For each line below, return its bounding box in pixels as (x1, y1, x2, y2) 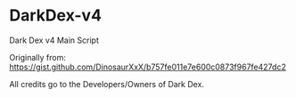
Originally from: (9, 52, 67, 62)
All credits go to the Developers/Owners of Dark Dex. (9, 78, 205, 89)
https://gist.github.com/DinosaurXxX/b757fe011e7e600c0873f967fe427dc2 (9, 61, 287, 72)
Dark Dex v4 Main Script (9, 35, 100, 45)
